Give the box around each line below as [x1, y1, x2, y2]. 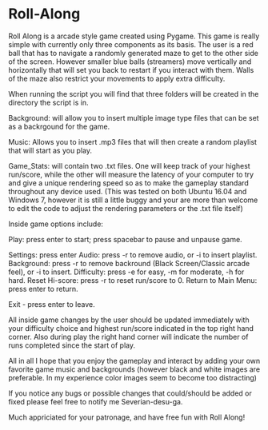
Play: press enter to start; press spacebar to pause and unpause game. [8, 234, 242, 244]
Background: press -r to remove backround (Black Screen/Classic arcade [8, 258, 250, 268]
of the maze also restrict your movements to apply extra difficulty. [8, 74, 226, 83]
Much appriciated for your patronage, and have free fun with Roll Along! [8, 412, 246, 422]
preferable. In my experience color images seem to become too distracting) [8, 372, 258, 382]
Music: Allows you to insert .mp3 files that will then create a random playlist [8, 137, 258, 146]
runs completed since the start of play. [8, 340, 136, 350]
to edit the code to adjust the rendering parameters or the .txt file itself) [8, 203, 244, 213]
